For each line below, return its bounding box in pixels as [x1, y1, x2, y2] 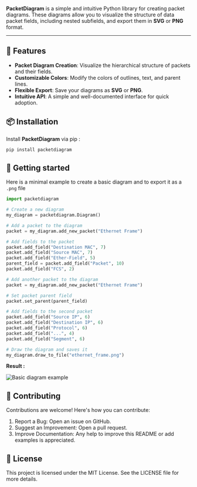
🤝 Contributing [6, 391, 61, 401]
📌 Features [6, 46, 46, 56]
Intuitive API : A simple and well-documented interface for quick [14, 93, 169, 100]
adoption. [14, 99, 38, 106]
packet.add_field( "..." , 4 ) [6, 330, 75, 336]
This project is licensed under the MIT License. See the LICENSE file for [6, 469, 179, 476]
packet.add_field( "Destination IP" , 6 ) [6, 320, 104, 326]
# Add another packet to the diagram [6, 276, 98, 282]
